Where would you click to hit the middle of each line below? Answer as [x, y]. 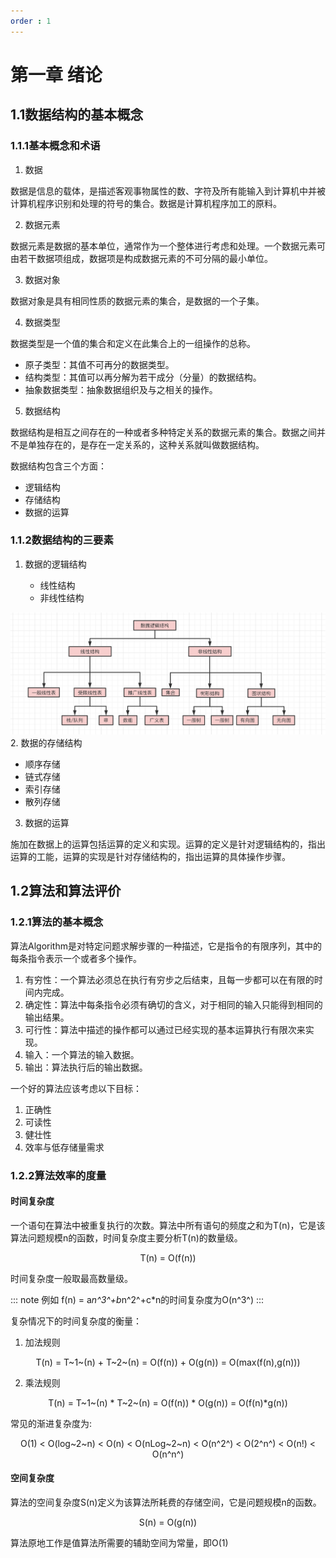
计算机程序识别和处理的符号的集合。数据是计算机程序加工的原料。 [146, 203]
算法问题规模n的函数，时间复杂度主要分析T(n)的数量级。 [126, 1237]
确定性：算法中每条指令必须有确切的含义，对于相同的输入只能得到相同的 [173, 1004]
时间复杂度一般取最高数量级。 [71, 1278]
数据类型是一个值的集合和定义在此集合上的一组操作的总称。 [133, 343]
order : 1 [31, 21]
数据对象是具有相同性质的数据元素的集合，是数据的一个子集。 [137, 301]
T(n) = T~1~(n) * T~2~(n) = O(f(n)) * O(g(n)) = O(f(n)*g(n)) [168, 1402]
